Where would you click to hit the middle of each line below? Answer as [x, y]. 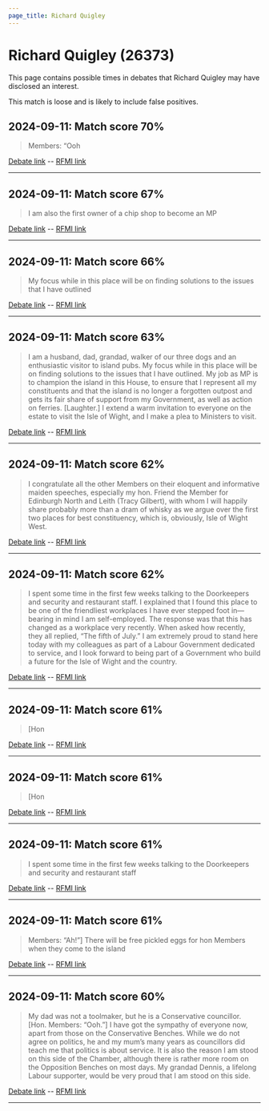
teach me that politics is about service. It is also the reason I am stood [143, 1050]
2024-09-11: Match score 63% [87, 337]
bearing [41, 619]
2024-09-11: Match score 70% [86, 126]
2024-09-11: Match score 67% [86, 194]
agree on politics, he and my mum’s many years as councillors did [137, 1041]
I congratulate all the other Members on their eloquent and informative [144, 483]
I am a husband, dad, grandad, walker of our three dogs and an [132, 356]
